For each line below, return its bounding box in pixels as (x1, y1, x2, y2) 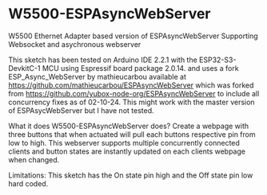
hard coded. (8, 178, 49, 188)
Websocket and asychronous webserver (8, 39, 141, 49)
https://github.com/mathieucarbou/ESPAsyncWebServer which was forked (8, 80, 254, 90)
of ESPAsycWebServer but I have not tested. (8, 105, 154, 115)
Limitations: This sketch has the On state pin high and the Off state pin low (8, 170, 253, 180)
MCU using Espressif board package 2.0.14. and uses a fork (42, 63, 239, 72)
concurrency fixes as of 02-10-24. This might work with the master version (8, 97, 255, 107)
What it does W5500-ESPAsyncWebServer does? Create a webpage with (8, 121, 249, 131)
